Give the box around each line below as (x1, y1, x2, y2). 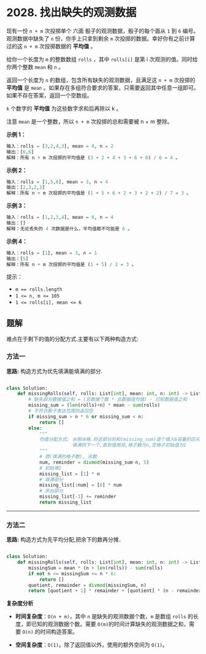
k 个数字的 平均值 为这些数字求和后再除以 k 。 (6, 104, 122, 112)
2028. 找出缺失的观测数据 (6, 6, 137, 20)
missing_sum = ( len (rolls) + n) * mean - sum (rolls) (28, 402, 161, 409)
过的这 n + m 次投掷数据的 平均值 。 (6, 42, 96, 50)
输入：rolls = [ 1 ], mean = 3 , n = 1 (6, 250, 97, 256)
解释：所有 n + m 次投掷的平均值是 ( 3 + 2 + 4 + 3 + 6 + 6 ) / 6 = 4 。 (6, 154, 181, 160)
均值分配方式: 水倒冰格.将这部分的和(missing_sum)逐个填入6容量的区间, (39, 436, 204, 443)
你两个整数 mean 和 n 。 (6, 63, 64, 71)
